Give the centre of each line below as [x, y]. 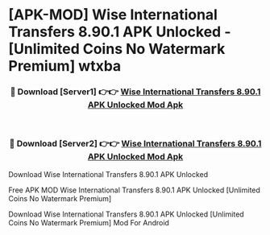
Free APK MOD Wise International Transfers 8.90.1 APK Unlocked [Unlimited [134, 190]
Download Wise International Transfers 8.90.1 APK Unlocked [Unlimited [126, 214]
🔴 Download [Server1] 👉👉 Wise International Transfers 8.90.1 [135, 92]
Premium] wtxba [65, 66]
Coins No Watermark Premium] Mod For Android [89, 222]
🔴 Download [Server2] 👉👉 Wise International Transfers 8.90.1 [135, 144]
